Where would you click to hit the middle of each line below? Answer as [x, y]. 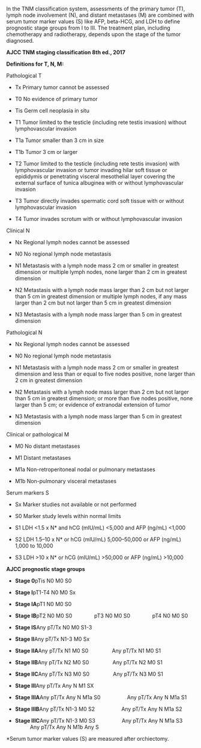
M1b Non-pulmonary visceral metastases [66, 481]
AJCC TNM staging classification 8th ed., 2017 [66, 52]
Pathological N [24, 332]
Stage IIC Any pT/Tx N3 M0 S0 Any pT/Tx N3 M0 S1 [89, 674]
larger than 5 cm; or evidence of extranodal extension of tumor [93, 405]
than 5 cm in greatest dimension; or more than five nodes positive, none [104, 398]
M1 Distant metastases [43, 458]
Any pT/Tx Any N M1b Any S [64, 727]
